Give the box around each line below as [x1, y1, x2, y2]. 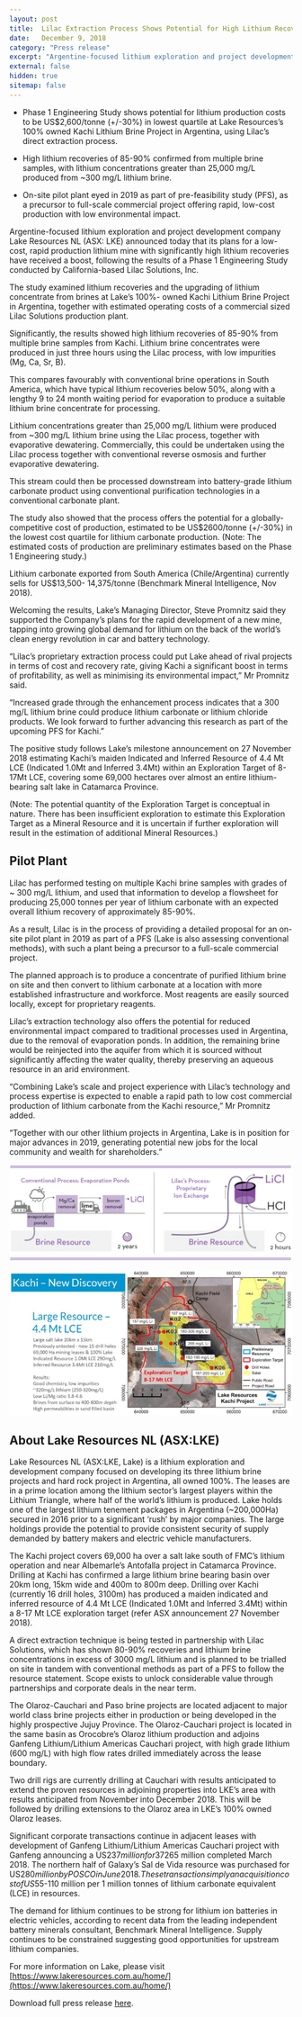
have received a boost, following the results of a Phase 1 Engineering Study [9, 255, 289, 266]
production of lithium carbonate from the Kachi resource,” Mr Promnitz [9, 1100, 271, 1111]
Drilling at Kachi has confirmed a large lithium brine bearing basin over [9, 1570, 271, 1580]
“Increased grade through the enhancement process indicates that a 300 [9, 697, 280, 707]
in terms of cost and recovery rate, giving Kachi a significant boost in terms [9, 660, 289, 671]
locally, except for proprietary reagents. [9, 998, 156, 1009]
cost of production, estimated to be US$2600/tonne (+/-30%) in [55, 522, 293, 533]
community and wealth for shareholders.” [9, 1146, 163, 1157]
